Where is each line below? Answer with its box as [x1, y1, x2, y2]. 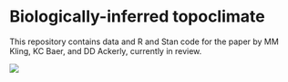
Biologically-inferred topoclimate [9, 6, 266, 27]
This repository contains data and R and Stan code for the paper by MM [9, 36, 280, 47]
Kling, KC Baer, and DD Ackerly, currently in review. [9, 45, 202, 56]
